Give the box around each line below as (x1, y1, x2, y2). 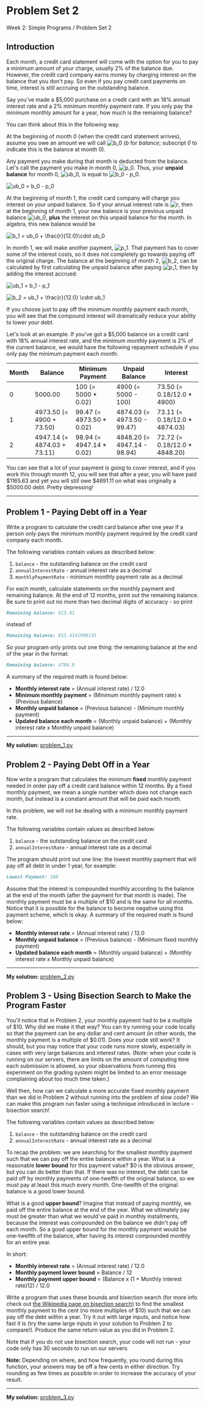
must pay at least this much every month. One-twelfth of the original (6, 1181, 178, 1188)
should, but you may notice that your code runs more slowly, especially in (6, 1042, 191, 1050)
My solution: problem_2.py (6, 973, 75, 980)
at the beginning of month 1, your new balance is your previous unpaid (6, 207, 183, 214)
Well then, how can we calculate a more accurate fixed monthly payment (6, 1087, 189, 1094)
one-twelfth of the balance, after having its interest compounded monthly (6, 1232, 191, 1239)
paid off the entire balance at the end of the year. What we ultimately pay (6, 1206, 190, 1213)
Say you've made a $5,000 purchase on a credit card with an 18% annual (6, 96, 190, 103)
